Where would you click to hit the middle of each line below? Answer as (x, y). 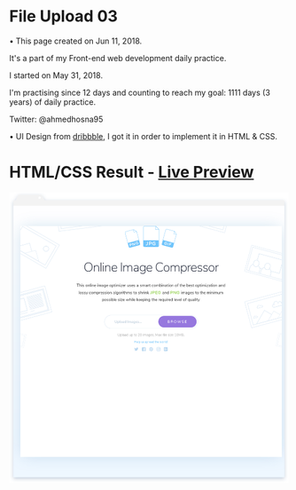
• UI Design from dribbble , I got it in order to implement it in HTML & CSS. (143, 136)
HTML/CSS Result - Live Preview (132, 173)
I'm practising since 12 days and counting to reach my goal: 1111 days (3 (140, 92)
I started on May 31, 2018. (56, 75)
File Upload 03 (63, 16)
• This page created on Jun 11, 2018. (76, 41)
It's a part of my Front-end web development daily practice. (118, 58)
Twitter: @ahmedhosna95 (56, 119)
